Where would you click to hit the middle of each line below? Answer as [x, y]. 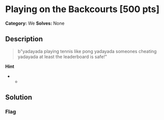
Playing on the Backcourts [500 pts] [83, 9]
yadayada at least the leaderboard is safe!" [62, 56]
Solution [19, 98]
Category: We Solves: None [35, 23]
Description [24, 39]
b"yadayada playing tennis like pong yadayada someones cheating [87, 51]
